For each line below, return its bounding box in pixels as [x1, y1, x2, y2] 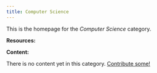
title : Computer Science [6, 8, 69, 15]
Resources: [6, 36, 36, 44]
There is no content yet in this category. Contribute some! [6, 60, 150, 67]
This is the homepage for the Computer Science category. [6, 25, 152, 32]
